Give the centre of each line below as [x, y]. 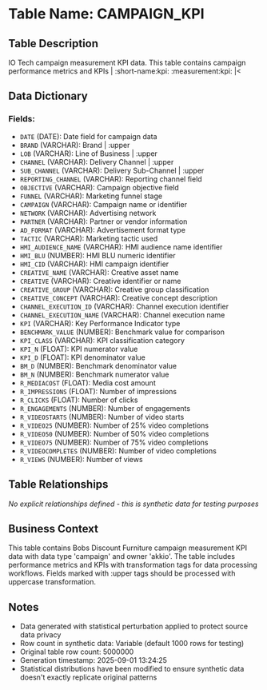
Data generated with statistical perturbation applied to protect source [134, 626]
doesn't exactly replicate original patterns [88, 677]
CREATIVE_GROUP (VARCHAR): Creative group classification [114, 289]
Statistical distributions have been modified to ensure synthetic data [132, 669]
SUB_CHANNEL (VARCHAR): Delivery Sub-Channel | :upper [112, 170]
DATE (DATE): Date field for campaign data [88, 136]
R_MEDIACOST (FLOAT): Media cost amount [88, 383]
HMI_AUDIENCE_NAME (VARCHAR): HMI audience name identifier [121, 247]
